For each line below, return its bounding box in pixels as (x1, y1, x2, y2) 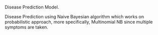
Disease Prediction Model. (5, 4, 59, 10)
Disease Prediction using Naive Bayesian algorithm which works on (5, 14, 144, 19)
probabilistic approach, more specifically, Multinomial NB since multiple (5, 19, 153, 25)
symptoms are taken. (5, 24, 48, 30)
